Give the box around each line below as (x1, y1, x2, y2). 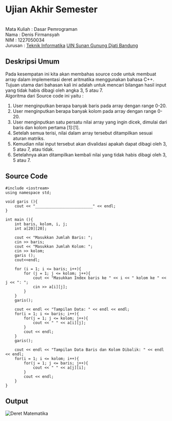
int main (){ (5, 217, 33, 222)
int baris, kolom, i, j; (14, 222, 68, 227)
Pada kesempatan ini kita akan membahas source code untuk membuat (5, 71, 157, 77)
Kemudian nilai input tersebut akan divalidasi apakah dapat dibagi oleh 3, (12, 141, 167, 147)
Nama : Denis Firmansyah (5, 31, 60, 37)
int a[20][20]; (14, 226, 47, 231)
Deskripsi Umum (5, 57, 60, 66)
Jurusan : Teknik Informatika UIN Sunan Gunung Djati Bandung (5, 42, 139, 48)
